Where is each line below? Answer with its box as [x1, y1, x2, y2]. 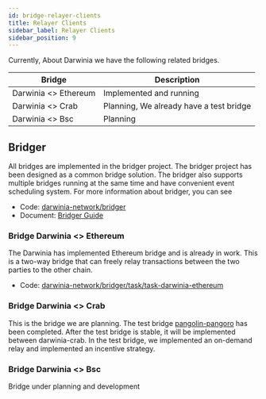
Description [154, 75, 200, 86]
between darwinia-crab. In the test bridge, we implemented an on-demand [8, 335, 253, 345]
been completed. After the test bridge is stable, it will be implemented [8, 327, 236, 336]
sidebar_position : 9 [8, 33, 77, 42]
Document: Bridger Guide [19, 211, 104, 221]
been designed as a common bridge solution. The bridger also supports [8, 170, 244, 179]
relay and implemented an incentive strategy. [8, 343, 156, 353]
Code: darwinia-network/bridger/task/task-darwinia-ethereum [19, 281, 224, 290]
